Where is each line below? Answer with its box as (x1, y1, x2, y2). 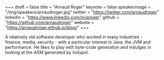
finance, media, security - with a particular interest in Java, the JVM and (5, 39, 151, 45)
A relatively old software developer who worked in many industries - (5, 34, 143, 40)
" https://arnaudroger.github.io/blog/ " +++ (5, 25, 89, 30)
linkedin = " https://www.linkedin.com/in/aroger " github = (5, 15, 120, 20)
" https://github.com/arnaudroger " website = (5, 19, 94, 25)
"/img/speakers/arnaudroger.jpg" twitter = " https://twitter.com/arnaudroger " (5, 9, 159, 15)
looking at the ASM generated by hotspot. (5, 49, 90, 55)
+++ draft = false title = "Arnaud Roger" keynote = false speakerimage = (5, 4, 151, 10)
